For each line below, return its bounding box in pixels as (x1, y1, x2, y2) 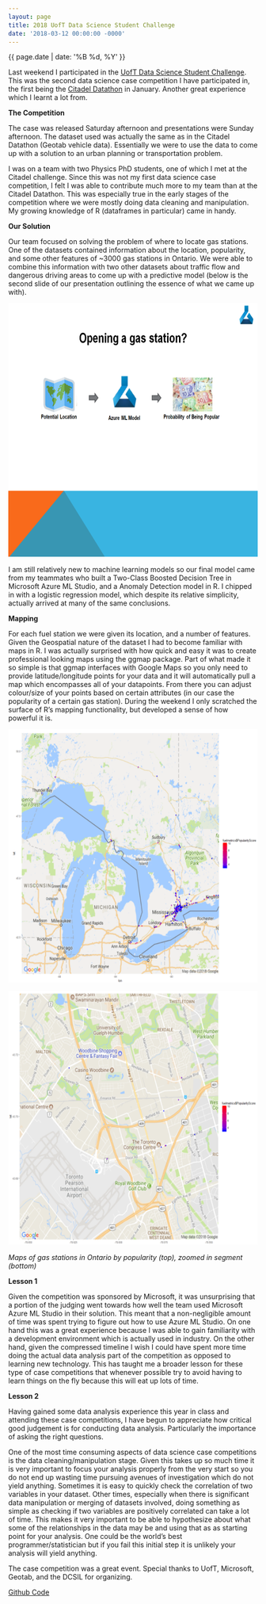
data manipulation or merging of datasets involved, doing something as (8, 1498, 240, 1507)
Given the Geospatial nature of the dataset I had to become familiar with (8, 638, 243, 647)
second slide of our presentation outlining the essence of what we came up (8, 279, 255, 288)
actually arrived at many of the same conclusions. (8, 598, 171, 608)
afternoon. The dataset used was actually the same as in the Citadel (8, 132, 230, 142)
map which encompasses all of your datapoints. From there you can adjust (8, 680, 252, 689)
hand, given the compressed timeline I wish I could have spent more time (8, 1342, 247, 1352)
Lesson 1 (8, 1277, 38, 1286)
